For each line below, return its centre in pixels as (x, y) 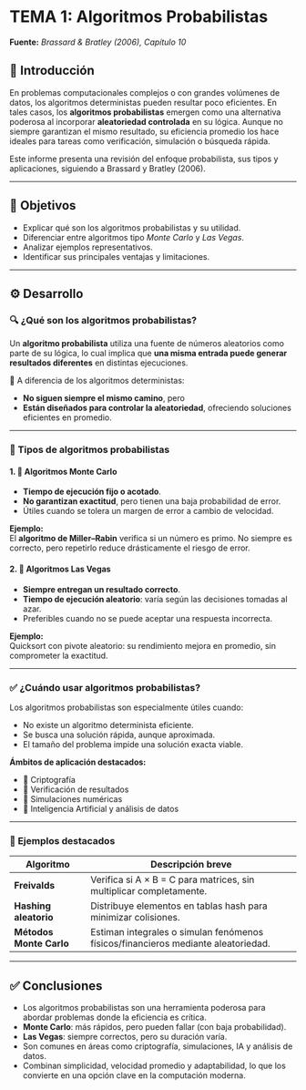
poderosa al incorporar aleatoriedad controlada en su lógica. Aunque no (147, 121)
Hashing (33, 906)
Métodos (34, 932)
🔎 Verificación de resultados (76, 789)
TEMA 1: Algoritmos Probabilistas (139, 17)
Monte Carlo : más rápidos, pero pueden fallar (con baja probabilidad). (154, 1026)
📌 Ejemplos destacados (62, 840)
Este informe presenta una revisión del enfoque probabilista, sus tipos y (144, 159)
